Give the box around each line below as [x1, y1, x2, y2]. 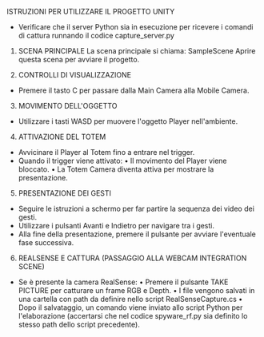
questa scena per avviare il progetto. [18, 55, 140, 64]
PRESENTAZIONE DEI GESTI [18, 188, 112, 198]
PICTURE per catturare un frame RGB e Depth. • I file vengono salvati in [18, 286, 255, 295]
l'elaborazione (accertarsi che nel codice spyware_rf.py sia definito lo [18, 311, 248, 320]
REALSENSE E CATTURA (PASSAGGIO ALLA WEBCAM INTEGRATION [18, 253, 247, 263]
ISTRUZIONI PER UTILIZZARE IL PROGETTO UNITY [6, 7, 175, 16]
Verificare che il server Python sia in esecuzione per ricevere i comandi [18, 22, 254, 31]
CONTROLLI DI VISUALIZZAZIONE [18, 70, 132, 79]
